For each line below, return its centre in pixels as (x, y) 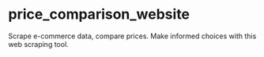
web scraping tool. (38, 44)
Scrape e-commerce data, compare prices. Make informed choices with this (132, 36)
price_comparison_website (99, 14)
